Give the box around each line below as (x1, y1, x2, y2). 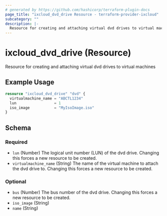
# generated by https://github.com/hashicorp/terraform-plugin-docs (5, 7, 150, 12)
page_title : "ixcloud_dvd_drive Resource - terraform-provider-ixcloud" (5, 12, 159, 17)
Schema (5, 123, 31, 132)
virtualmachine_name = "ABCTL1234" (9, 96, 83, 101)
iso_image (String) (12, 200, 50, 206)
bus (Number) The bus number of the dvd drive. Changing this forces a (12, 190, 158, 196)
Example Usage (5, 78, 55, 87)
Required (5, 138, 28, 145)
